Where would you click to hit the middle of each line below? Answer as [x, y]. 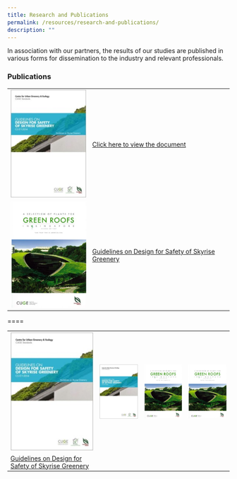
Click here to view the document [139, 144]
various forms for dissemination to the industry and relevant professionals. [115, 58]
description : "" [31, 30]
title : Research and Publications [58, 15]
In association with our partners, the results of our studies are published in [115, 51]
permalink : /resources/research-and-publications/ [83, 22]
